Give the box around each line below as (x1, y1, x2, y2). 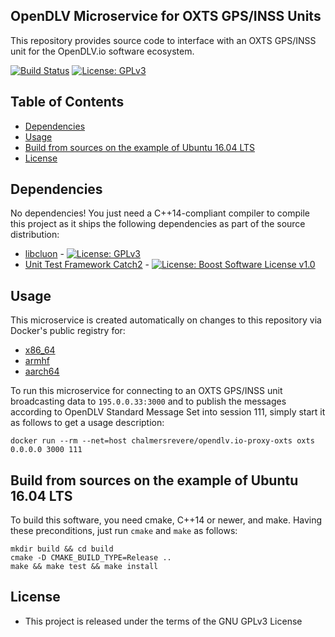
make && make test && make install (10, 562, 159, 572)
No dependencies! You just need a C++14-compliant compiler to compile (10, 207, 310, 219)
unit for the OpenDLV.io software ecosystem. (10, 45, 195, 57)
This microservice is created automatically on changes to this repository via (10, 314, 322, 326)
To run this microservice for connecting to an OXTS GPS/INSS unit (10, 385, 283, 397)
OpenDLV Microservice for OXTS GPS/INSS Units (10, 8, 322, 25)
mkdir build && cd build (10, 544, 114, 554)
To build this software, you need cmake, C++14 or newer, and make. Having (10, 514, 323, 526)
